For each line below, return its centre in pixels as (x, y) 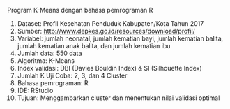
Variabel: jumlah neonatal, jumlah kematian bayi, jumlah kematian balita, (120, 38)
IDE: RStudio (35, 90)
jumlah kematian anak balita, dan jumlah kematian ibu (94, 46)
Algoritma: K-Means (46, 61)
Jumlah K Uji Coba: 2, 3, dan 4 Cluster (72, 75)
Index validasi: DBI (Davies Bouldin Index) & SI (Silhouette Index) (109, 68)
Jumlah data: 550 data (49, 53)
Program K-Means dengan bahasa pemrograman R (80, 10)
